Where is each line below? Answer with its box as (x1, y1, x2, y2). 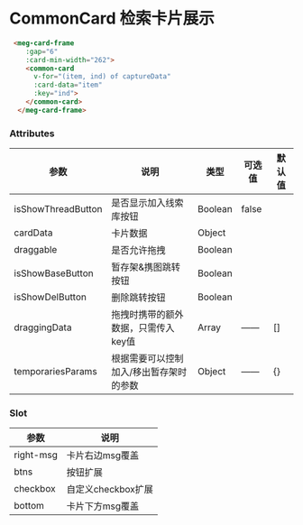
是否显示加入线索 (111, 197, 184, 209)
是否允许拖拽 (111, 244, 166, 257)
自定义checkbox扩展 (66, 484, 153, 496)
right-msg (14, 448, 59, 461)
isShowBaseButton (14, 267, 94, 280)
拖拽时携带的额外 (111, 309, 184, 321)
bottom (14, 500, 45, 512)
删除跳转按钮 (111, 291, 166, 304)
